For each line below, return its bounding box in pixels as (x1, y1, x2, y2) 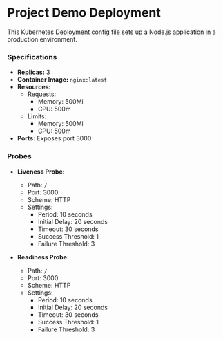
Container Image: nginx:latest (17, 75, 108, 84)
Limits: (27, 112, 47, 120)
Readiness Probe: (17, 253, 69, 261)
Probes (7, 152, 32, 161)
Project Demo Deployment (7, 5, 161, 21)
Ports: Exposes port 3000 (17, 134, 92, 143)
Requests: (27, 90, 57, 98)
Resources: (17, 83, 51, 91)
